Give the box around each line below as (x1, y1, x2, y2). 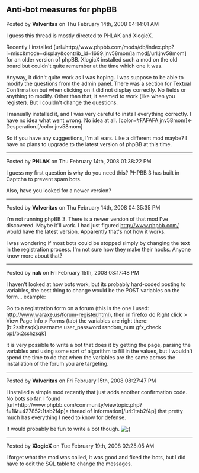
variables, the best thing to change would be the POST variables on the (6, 287, 180, 294)
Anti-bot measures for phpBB (6, 5, 117, 15)
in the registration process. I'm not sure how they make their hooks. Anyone (6, 246, 191, 253)
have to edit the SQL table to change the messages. (6, 460, 133, 467)
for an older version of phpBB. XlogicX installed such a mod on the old (6, 56, 178, 63)
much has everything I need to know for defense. (6, 414, 126, 421)
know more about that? (6, 252, 63, 259)
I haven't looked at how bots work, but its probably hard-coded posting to (6, 281, 186, 288)
